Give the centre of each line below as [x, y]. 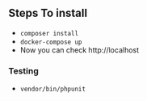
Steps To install [48, 13]
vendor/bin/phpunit [53, 89]
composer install [49, 33]
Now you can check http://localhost [80, 50]
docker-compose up [51, 42]
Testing [23, 70]
